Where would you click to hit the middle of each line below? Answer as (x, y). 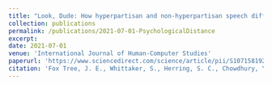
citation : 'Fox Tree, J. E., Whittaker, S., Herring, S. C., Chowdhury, (134, 69)
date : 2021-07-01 (38, 46)
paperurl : (25, 62)
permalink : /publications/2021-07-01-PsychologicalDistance (112, 31)
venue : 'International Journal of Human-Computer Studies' (110, 53)
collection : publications (52, 23)
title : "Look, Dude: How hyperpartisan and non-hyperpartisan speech (128, 16)
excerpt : (23, 38)
